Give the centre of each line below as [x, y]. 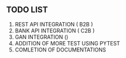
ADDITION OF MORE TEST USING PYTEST [67, 43]
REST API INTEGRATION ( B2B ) [54, 24]
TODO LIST [27, 10]
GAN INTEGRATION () [42, 37]
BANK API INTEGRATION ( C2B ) [55, 30]
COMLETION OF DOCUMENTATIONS [60, 50]
